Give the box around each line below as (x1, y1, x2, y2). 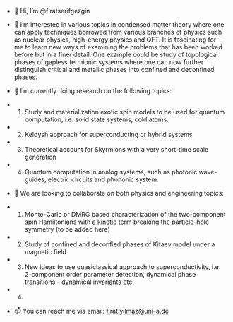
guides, (24, 175, 47, 184)
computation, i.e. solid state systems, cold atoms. (24, 115, 169, 124)
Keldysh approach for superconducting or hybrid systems (24, 131, 193, 138)
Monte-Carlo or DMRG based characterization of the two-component (24, 210, 226, 218)
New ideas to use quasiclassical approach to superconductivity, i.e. (24, 263, 221, 271)
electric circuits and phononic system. (47, 175, 159, 184)
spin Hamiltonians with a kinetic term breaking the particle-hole (24, 217, 210, 226)
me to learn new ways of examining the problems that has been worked (13, 43, 222, 51)
